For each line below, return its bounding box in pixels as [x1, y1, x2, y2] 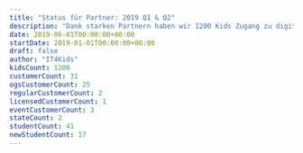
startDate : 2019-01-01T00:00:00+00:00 [9, 38, 155, 48]
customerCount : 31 [9, 72, 78, 81]
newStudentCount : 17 [9, 130, 87, 139]
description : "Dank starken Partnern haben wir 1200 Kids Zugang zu [9, 22, 272, 31]
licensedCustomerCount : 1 [9, 96, 106, 106]
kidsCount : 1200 [9, 64, 70, 73]
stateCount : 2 [9, 113, 63, 122]
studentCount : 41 [9, 122, 75, 131]
